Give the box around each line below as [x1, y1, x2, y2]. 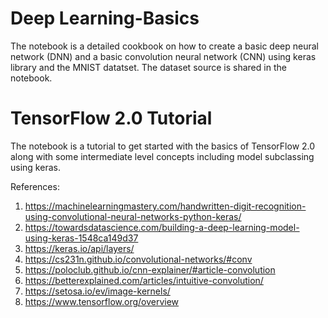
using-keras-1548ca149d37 [24, 232, 139, 244]
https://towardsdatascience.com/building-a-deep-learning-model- [24, 221, 300, 233]
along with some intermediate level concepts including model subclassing [10, 150, 315, 162]
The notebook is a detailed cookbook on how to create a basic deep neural [10, 40, 319, 52]
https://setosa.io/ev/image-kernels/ [24, 285, 171, 297]
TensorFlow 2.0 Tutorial [10, 107, 213, 130]
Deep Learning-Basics [10, 7, 200, 30]
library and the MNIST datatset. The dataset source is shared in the [10, 61, 287, 73]
